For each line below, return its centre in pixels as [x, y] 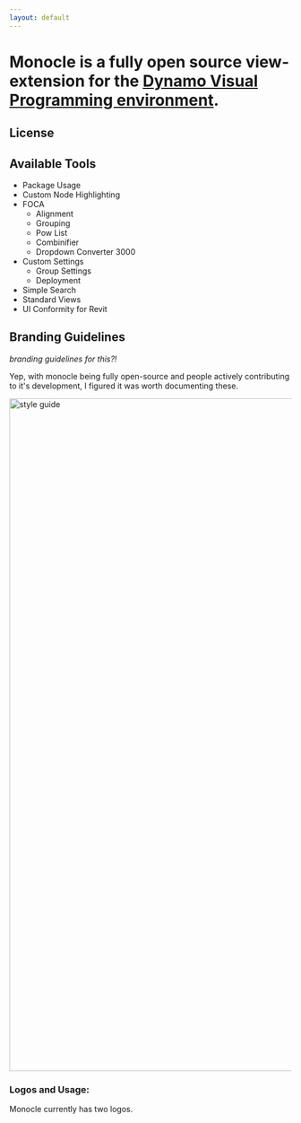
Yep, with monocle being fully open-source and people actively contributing [150, 376]
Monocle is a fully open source [126, 61]
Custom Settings [53, 262]
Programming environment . [114, 100]
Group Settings [64, 271]
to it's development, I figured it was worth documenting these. [124, 386]
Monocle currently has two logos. [71, 1110]
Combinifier [57, 242]
